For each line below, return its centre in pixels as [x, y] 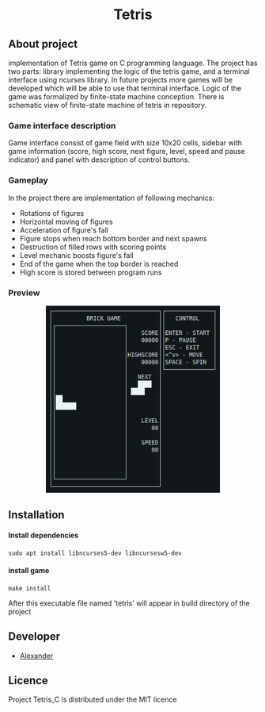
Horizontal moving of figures [66, 221]
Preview [24, 293]
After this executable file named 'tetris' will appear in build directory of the [129, 603]
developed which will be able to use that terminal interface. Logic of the [125, 88]
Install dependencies [44, 535]
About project [43, 44]
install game [29, 571]
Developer [34, 637]
